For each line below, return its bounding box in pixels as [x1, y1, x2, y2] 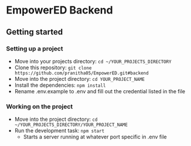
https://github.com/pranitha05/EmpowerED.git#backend [14, 70, 149, 76]
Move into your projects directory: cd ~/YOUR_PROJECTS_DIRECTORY [14, 57, 172, 64]
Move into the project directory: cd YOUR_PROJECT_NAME [14, 75, 145, 82]
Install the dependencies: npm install [14, 82, 106, 89]
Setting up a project [6, 45, 63, 53]
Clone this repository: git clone [14, 64, 92, 71]
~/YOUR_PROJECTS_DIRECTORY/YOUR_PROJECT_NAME [14, 122, 128, 128]
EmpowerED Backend [6, 4, 113, 17]
